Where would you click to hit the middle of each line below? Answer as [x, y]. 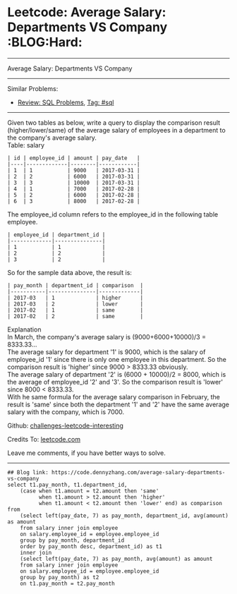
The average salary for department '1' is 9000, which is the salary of [107, 352]
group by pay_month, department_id [72, 540]
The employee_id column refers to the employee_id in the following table [113, 214]
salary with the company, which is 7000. [66, 412]
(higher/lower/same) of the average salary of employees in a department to [116, 130]
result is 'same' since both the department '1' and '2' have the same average [118, 404]
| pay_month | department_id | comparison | [75, 285]
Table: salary [26, 145]
